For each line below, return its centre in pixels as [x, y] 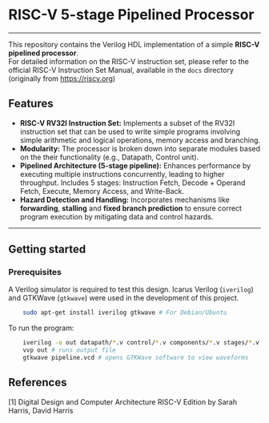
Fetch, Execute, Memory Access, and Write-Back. [102, 191]
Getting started [47, 250]
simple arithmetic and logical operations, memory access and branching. [140, 140]
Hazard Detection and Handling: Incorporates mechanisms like [124, 199]
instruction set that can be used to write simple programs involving [130, 131]
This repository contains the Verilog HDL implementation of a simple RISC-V [134, 44]
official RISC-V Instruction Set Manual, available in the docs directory [121, 70]
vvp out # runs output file [69, 350]
